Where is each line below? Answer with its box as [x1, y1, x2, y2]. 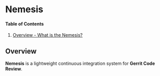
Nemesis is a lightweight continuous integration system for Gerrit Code [5, 60, 155, 67]
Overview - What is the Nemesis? [12, 32, 83, 38]
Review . [5, 66, 23, 72]
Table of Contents [5, 20, 44, 27]
